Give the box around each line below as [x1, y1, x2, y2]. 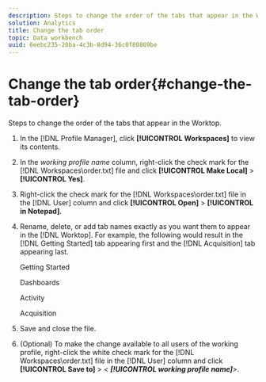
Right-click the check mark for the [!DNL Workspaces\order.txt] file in [19, 189, 247, 199]
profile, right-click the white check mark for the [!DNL [19, 348, 195, 357]
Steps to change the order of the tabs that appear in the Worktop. [8, 118, 222, 128]
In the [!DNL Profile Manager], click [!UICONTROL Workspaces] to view [19, 134, 255, 143]
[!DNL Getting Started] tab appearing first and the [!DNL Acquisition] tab [19, 239, 256, 248]
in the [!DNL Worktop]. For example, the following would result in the [19, 231, 244, 240]
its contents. [19, 142, 61, 151]
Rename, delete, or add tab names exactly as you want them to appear [19, 222, 251, 231]
